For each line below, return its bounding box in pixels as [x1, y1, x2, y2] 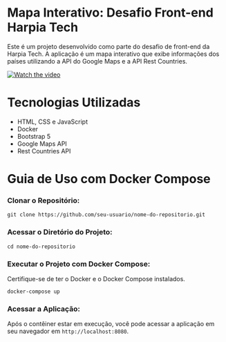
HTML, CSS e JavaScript [17, 117, 88, 126]
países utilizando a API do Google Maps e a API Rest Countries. [7, 57, 188, 65]
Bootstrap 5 [17, 132, 51, 140]
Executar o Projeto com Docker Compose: [7, 259, 151, 269]
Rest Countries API [17, 146, 71, 155]
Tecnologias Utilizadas [7, 95, 141, 111]
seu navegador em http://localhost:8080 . [7, 327, 129, 336]
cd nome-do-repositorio [7, 243, 76, 250]
